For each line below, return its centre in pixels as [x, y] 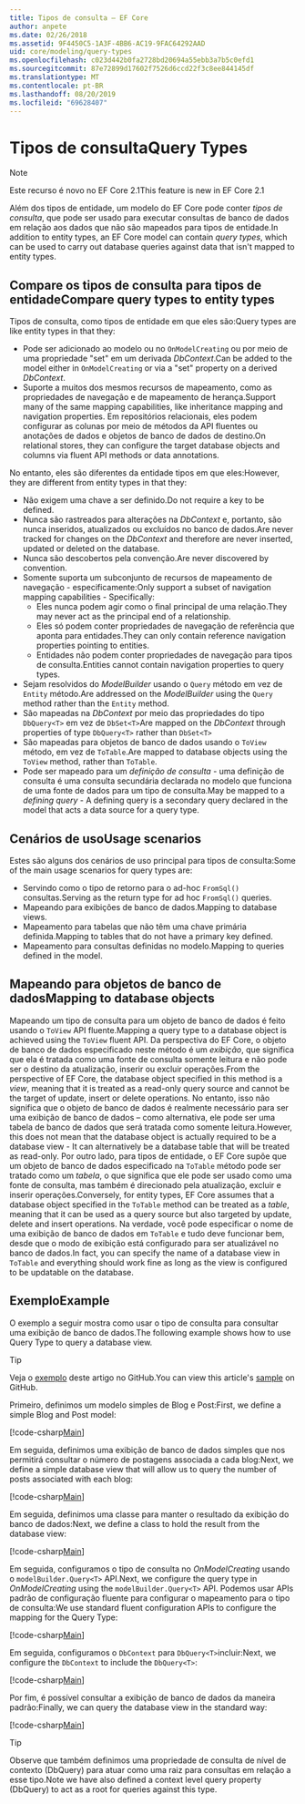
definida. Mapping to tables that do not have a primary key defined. [147, 936]
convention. [45, 568]
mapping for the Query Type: [64, 1617]
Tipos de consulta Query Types [129, 148]
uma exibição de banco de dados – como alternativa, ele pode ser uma [142, 1117]
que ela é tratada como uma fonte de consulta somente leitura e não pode [148, 1059]
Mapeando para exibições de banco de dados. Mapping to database [150, 907]
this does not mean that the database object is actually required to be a [143, 1136]
